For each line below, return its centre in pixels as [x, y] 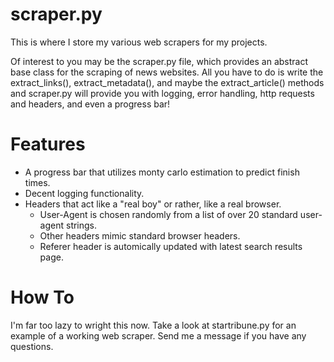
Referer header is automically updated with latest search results [171, 246]
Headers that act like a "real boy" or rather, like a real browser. [153, 204]
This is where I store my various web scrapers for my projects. [139, 42]
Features [48, 144]
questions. [32, 346]
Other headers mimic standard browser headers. [140, 235]
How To [42, 297]
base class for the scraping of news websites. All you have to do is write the [167, 72]
